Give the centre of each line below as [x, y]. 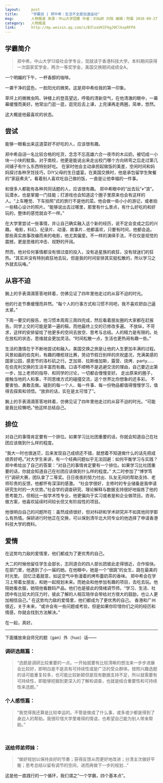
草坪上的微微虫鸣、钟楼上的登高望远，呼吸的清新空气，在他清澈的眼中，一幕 [81, 98]
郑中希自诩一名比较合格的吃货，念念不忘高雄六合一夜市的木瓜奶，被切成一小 [81, 154]
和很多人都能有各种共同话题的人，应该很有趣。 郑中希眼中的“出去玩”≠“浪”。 [81, 189]
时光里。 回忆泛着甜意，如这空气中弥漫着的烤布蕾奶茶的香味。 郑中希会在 [78, 576]
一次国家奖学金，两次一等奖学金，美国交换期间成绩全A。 [74, 67]
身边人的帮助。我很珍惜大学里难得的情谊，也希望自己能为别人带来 [83, 718]
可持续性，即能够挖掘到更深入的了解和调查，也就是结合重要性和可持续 [87, 681]
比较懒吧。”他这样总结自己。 [41, 407]
